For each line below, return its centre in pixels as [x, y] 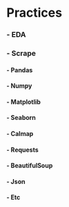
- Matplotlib [23, 102]
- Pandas [20, 70]
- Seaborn [21, 118]
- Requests [22, 149]
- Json [16, 181]
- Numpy [19, 86]
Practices [34, 13]
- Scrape [21, 54]
